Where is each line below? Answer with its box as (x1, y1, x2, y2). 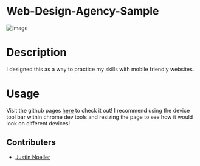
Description (6, 45, 67, 59)
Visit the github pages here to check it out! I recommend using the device (6, 107, 190, 114)
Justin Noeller (15, 153, 50, 161)
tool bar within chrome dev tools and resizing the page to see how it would (6, 113, 193, 121)
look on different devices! (6, 119, 71, 127)
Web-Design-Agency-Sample (6, 4, 159, 18)
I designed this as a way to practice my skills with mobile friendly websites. (6, 65, 195, 73)
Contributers (6, 138, 57, 148)
